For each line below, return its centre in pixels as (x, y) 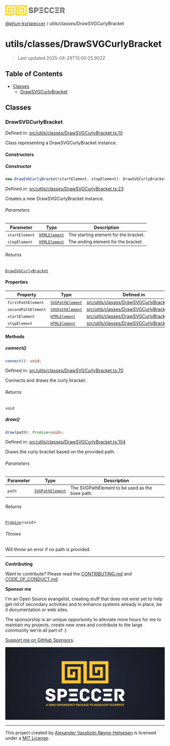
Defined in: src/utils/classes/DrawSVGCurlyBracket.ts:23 (65, 189)
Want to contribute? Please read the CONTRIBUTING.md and (69, 574)
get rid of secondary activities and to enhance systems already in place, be (83, 604)
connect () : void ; (24, 361)
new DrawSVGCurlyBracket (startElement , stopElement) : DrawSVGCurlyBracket (86, 179)
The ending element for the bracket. (105, 242)
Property (27, 295)
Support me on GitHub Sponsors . (40, 640)
